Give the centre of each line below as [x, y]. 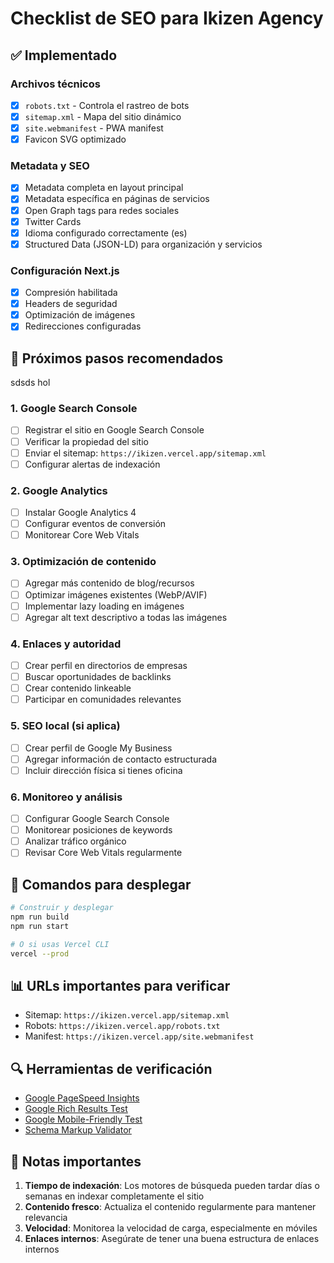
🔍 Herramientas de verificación [111, 1068]
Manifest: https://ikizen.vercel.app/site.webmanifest [139, 1036]
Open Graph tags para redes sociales [102, 210]
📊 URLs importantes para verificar [120, 985]
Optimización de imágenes [80, 315]
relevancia [46, 1217]
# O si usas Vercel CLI [60, 944]
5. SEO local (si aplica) [65, 726]
